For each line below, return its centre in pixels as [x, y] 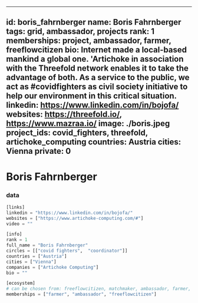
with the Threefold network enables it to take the [97, 68]
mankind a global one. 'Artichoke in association [95, 59]
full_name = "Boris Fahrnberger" [47, 245]
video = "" [19, 224]
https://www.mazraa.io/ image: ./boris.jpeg [88, 123]
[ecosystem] [21, 284]
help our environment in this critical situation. [91, 96]
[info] [14, 234]
